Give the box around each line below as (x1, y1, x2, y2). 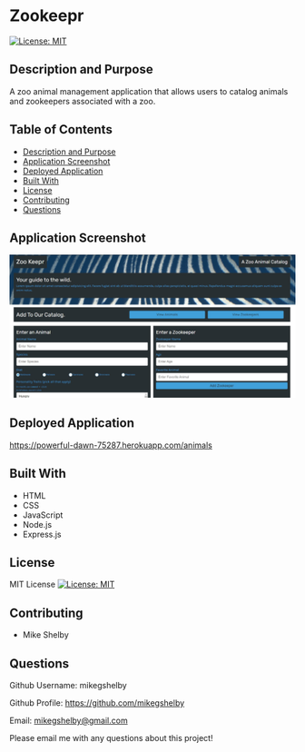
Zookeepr (9, 5, 84, 26)
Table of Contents (9, 122, 113, 137)
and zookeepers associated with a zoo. (9, 95, 156, 106)
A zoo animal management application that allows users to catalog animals (9, 85, 289, 96)
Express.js (22, 529, 62, 539)
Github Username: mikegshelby (9, 679, 127, 690)
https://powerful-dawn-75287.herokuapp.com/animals (9, 440, 213, 450)
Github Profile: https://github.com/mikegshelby (9, 697, 185, 708)
